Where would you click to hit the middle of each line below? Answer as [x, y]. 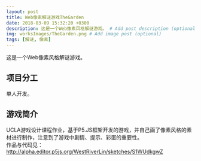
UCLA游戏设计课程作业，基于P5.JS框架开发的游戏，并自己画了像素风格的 [97, 130]
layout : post [22, 12]
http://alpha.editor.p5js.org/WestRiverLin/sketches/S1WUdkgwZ [85, 151]
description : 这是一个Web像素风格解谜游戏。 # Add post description [87, 28]
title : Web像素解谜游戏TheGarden [45, 17]
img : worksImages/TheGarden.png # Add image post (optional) [84, 34]
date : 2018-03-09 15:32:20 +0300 [48, 23]
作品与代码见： [25, 145]
